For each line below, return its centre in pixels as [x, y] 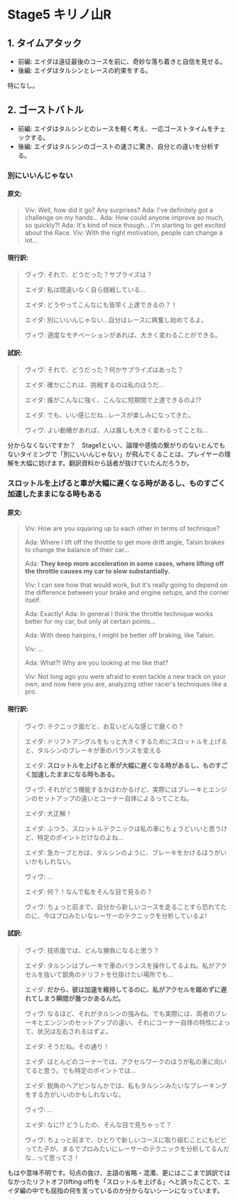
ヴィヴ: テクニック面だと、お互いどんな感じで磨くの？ [104, 726]
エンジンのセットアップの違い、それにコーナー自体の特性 [128, 1022]
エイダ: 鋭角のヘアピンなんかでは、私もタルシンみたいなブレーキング [126, 1085]
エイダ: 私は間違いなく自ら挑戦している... [85, 290]
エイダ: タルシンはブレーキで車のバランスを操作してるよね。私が [120, 965]
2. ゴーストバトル [45, 110]
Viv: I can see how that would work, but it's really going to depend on [126, 585]
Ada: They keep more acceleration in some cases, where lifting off [124, 564]
